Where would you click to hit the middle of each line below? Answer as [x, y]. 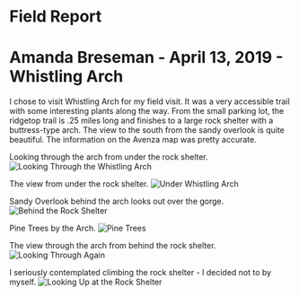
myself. [23, 282]
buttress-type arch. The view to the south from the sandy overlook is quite [147, 130]
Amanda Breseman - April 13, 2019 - [146, 58]
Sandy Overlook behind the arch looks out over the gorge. [117, 201]
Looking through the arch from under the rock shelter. [109, 157]
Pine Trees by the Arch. [53, 228]
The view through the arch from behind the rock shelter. [113, 246]
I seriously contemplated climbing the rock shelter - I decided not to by [141, 273]
